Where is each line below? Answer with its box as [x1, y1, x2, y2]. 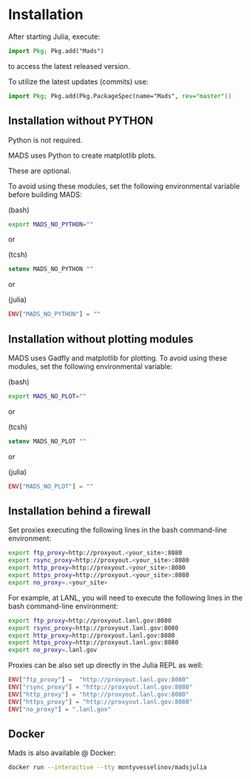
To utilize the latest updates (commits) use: [8, 77, 149, 86]
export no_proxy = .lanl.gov [8, 646, 97, 655]
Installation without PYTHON [8, 114, 154, 128]
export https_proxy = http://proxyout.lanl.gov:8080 [8, 639, 179, 647]
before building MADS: [8, 189, 82, 199]
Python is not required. [8, 135, 83, 144]
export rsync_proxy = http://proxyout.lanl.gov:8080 [8, 624, 179, 632]
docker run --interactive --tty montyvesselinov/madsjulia [8, 763, 207, 772]
